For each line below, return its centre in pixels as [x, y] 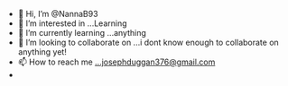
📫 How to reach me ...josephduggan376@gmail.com [116, 62]
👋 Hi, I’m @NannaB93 [58, 14]
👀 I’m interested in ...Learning [72, 23]
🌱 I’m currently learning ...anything [82, 33]
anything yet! [42, 52]
